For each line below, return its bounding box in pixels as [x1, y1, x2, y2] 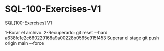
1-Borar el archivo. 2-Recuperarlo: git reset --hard [5, 29, 108, 35]
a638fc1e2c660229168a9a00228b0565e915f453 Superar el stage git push [5, 35, 159, 41]
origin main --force [5, 40, 44, 46]
